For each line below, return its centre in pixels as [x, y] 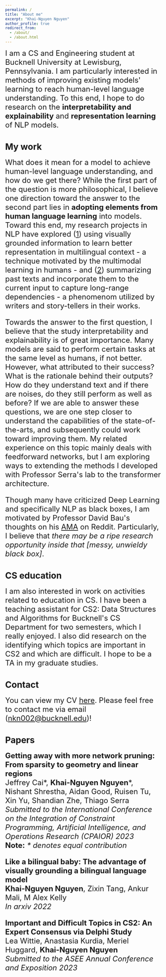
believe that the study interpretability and [77, 331]
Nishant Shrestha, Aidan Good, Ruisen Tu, [78, 791]
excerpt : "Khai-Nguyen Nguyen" [37, 19]
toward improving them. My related [66, 439]
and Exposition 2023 [41, 968]
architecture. [27, 483]
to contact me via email [46, 709]
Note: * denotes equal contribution [66, 845]
